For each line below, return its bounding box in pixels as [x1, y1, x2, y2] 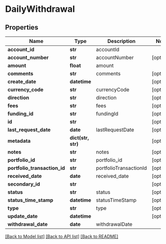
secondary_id [7, 181, 41, 187]
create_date [7, 78, 36, 85]
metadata [7, 137, 31, 144]
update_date [7, 213, 38, 219]
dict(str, [70, 134, 89, 141]
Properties [5, 23, 39, 32]
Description [107, 38, 136, 44]
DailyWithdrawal [5, 3, 75, 15]
